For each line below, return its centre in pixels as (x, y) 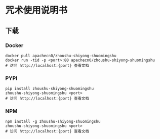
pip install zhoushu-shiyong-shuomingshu (50, 89)
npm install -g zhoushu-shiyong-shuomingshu (53, 122)
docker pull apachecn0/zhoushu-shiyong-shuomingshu (61, 56)
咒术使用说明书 (36, 10)
